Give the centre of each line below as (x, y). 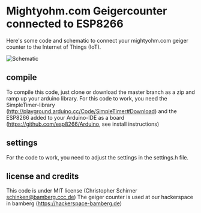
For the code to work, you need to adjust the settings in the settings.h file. (97, 157)
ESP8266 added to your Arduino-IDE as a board (65, 117)
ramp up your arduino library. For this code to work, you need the (87, 98)
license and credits (43, 176)
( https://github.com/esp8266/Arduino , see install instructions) (83, 124)
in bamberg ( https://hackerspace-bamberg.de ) (64, 203)
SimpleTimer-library (31, 105)
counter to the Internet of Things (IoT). (54, 47)
